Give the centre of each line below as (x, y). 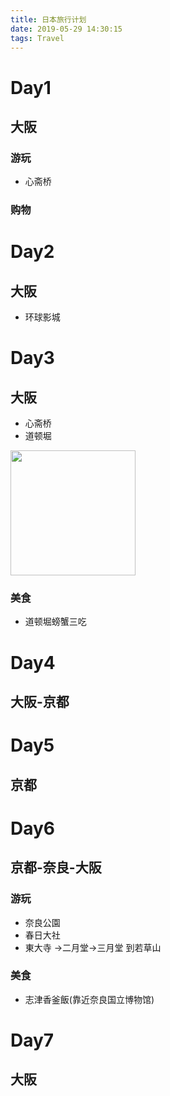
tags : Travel (37, 38)
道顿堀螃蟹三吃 (55, 622)
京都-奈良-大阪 (56, 867)
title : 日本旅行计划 (48, 19)
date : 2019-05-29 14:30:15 (66, 29)
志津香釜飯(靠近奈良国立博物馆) (89, 999)
